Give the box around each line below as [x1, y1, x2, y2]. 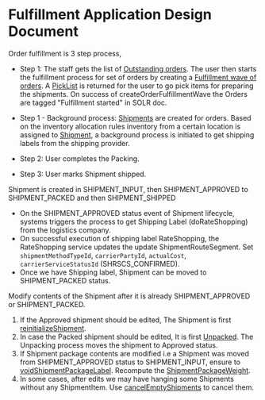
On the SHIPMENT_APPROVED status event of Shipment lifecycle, [19, 208, 235, 217]
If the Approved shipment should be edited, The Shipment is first [19, 315, 232, 325]
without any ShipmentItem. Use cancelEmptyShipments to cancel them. [19, 383, 254, 392]
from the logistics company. [19, 225, 111, 235]
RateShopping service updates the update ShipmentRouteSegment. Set [19, 242, 254, 252]
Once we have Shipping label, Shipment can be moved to [19, 267, 207, 277]
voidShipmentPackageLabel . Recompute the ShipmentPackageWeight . [19, 365, 252, 375]
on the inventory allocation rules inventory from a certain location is [19, 121, 241, 131]
